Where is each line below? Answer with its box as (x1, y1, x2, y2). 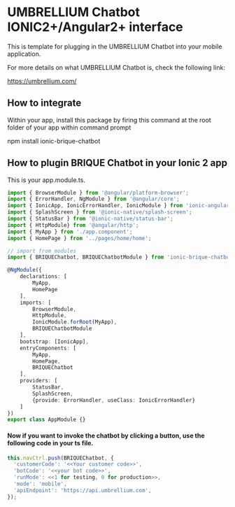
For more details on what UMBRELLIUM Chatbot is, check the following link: (7, 63, 226, 71)
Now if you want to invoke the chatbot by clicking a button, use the (7, 431, 205, 440)
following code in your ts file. (7, 438, 94, 447)
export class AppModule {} (7, 416, 86, 424)
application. (7, 50, 41, 58)
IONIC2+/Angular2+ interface (7, 19, 183, 35)
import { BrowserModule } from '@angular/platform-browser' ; (7, 189, 190, 196)
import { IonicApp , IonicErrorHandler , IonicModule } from (7, 202, 183, 209)
